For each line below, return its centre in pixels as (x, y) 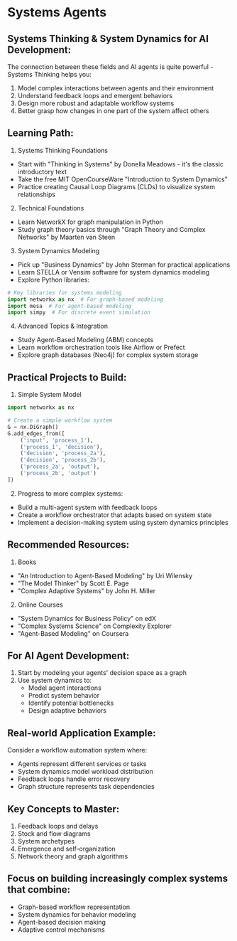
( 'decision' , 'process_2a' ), (63, 453)
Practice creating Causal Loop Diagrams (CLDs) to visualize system (116, 186)
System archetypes (46, 841)
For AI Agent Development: (68, 655)
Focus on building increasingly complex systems (118, 879)
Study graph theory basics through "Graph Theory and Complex (111, 229)
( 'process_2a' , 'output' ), (60, 467)
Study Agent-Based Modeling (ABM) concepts (86, 340)
